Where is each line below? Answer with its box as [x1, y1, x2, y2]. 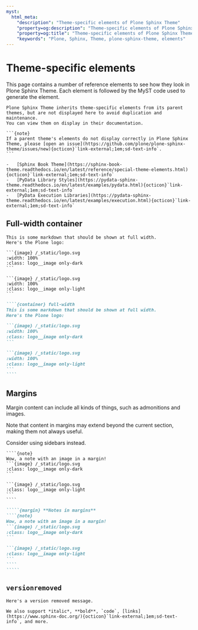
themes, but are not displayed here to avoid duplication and [6, 110, 162, 116]
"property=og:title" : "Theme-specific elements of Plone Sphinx [16, 31, 178, 37]
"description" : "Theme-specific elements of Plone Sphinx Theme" [16, 19, 181, 25]
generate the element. [6, 93, 60, 100]
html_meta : [11, 14, 38, 20]
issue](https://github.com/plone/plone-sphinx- [67, 141, 186, 147]
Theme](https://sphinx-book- [51, 161, 123, 167]
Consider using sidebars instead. [6, 440, 87, 447]
